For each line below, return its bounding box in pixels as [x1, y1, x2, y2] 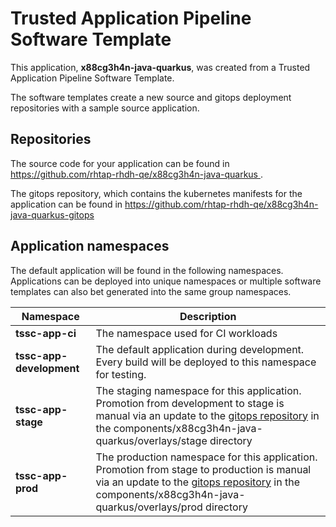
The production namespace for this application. [95, 450, 318, 464]
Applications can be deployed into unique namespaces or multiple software [10, 275, 322, 287]
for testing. [95, 367, 147, 381]
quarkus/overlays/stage [95, 433, 208, 447]
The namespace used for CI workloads [95, 326, 278, 340]
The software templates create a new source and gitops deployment [10, 91, 292, 103]
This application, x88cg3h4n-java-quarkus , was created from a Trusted [10, 61, 311, 73]
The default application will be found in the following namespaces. [10, 264, 284, 276]
